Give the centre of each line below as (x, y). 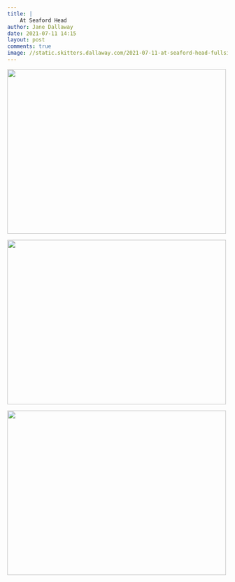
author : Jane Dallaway (40, 27)
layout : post (26, 40)
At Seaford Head (44, 20)
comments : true (29, 46)
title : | (20, 14)
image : (17, 53)
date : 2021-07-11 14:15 (42, 33)
